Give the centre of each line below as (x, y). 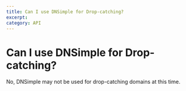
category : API (24, 23)
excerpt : (17, 17)
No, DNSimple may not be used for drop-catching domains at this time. (93, 82)
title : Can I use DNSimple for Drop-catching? (65, 12)
